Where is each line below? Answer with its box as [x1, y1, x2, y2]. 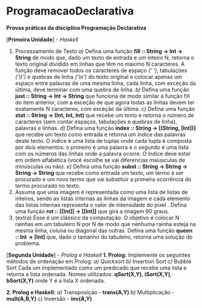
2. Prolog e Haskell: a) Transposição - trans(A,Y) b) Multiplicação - [6, 288, 175, 296]
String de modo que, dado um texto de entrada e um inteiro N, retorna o [14, 54, 195, 61]
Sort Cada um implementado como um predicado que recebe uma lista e [6, 264, 187, 271]
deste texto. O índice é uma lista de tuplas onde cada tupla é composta [14, 137, 192, 144]
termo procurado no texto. [14, 182, 81, 189]
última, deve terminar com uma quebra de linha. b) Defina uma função [14, 86, 190, 93]
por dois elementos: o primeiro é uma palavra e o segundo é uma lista [14, 143, 189, 151]
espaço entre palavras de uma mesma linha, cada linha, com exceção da [14, 80, 196, 87]
